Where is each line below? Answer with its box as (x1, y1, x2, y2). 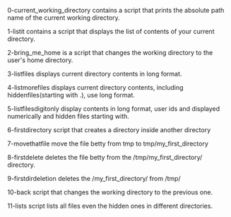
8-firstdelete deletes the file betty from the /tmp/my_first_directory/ (7, 153, 203, 161)
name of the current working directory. (7, 13, 120, 22)
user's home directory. (7, 56, 73, 64)
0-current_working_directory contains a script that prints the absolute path (7, 6, 225, 14)
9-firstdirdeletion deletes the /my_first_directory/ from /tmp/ (7, 175, 182, 182)
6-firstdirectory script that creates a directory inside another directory (7, 126, 211, 134)
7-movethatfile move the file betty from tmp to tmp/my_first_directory (7, 139, 208, 148)
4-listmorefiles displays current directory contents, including (7, 83, 184, 91)
